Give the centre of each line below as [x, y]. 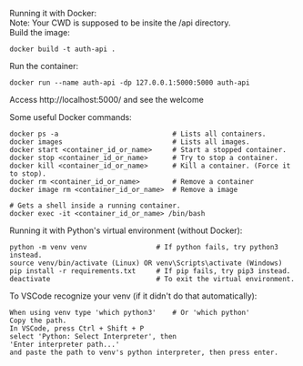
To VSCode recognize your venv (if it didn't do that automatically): [133, 296]
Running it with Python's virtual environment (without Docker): [126, 230]
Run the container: [44, 66]
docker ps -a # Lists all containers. [138, 134]
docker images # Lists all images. [130, 142]
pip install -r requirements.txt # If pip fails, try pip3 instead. [150, 271]
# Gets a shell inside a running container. [95, 206]
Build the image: [40, 32]
